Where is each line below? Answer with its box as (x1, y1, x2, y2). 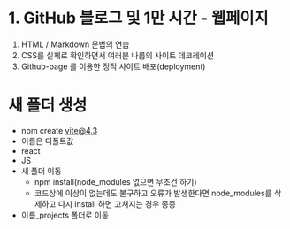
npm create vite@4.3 (20, 125, 98, 135)
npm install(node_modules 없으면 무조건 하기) (34, 176, 197, 187)
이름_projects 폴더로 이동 (20, 210, 110, 220)
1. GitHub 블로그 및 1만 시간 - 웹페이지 (8, 8, 269, 28)
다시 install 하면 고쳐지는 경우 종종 (57, 198, 176, 209)
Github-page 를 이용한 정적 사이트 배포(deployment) (20, 61, 206, 72)
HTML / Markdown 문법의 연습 (20, 39, 130, 50)
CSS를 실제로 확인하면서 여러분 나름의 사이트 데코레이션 (20, 50, 214, 60)
